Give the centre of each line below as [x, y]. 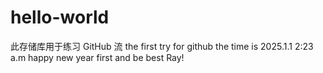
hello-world [60, 17]
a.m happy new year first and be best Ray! [97, 57]
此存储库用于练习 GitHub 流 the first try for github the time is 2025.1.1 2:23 [162, 46]
